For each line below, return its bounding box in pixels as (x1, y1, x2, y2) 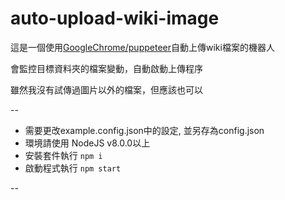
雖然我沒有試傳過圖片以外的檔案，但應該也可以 (10, 83, 203, 96)
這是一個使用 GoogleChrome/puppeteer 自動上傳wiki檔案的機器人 (10, 41, 275, 53)
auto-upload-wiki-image (10, 7, 220, 30)
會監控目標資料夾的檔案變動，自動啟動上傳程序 (10, 62, 203, 74)
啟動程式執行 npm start (24, 162, 122, 174)
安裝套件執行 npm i (24, 149, 103, 161)
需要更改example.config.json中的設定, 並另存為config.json (24, 124, 265, 136)
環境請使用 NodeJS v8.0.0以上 (24, 137, 151, 149)
